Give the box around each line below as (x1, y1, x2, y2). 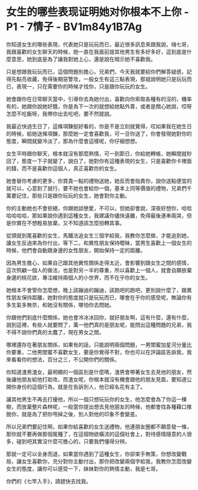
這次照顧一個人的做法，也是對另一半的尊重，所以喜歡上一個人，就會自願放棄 (6, 266, 192, 273)
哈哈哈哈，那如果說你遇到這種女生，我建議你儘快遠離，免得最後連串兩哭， (6, 212, 187, 219)
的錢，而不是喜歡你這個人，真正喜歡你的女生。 (6, 165, 120, 172)
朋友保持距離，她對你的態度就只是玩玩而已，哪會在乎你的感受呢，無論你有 (11, 293, 192, 301)
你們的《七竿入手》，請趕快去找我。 (6, 478, 91, 485)
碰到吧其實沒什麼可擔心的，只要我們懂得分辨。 (16, 437, 130, 445)
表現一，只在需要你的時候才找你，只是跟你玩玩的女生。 (16, 83, 151, 90)
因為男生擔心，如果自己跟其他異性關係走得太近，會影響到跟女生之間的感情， (6, 259, 192, 266)
